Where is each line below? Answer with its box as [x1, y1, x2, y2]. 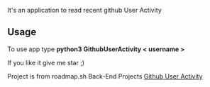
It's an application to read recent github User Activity [7, 6, 162, 14]
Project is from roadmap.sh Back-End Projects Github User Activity [7, 72, 203, 80]
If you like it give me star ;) [7, 58, 85, 67]
